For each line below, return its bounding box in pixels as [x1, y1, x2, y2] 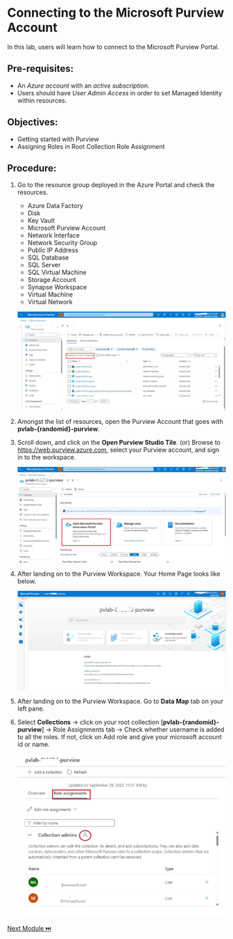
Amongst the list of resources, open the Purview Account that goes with [17, 418, 223, 426]
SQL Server [27, 261, 61, 269]
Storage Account [27, 276, 76, 284]
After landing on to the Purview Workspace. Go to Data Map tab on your [17, 697, 224, 705]
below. [17, 577, 37, 585]
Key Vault [27, 216, 55, 225]
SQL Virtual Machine [27, 268, 87, 276]
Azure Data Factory [27, 202, 83, 210]
